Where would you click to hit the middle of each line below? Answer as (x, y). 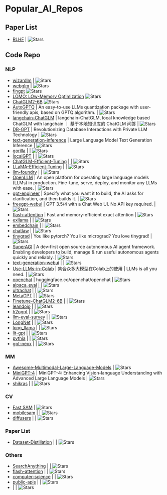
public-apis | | (27, 482)
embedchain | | (28, 225)
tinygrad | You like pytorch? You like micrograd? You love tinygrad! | (82, 236)
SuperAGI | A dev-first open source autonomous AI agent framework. (84, 246)
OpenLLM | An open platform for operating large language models (81, 177)
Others (14, 455)
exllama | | (23, 220)
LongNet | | (24, 322)
